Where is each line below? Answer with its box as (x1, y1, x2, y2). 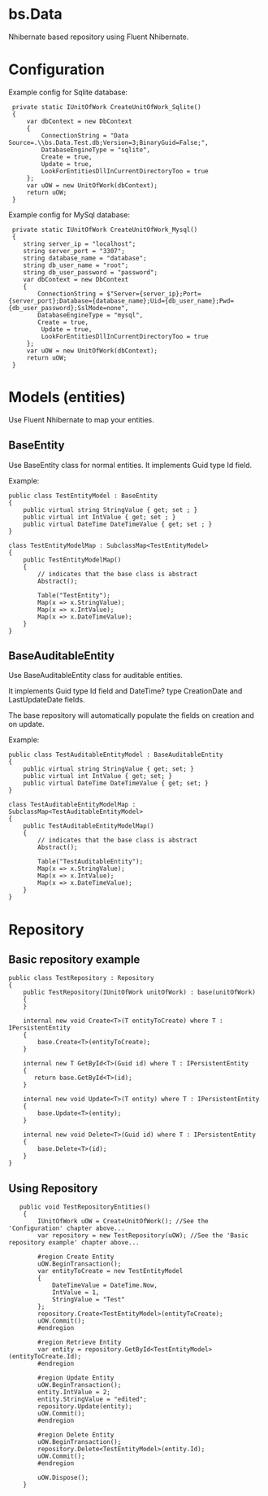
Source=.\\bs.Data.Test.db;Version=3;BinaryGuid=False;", (8, 138, 209, 147)
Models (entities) (8, 388, 126, 407)
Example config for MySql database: (8, 209, 130, 220)
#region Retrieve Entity (37, 1338, 122, 1347)
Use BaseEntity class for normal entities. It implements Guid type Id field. (8, 460, 253, 470)
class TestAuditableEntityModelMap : (8, 801, 136, 809)
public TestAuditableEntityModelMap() (23, 822, 154, 830)
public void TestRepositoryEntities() (19, 1203, 151, 1211)
